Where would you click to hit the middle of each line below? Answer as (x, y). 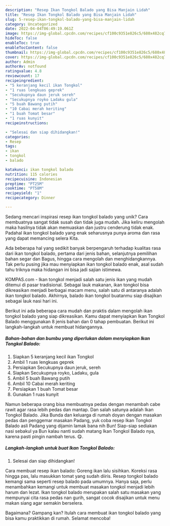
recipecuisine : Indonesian (34, 179)
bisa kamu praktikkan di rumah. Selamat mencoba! (58, 518)
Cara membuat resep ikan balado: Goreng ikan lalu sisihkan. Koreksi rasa (81, 471)
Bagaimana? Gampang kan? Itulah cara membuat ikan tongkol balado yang (83, 513)
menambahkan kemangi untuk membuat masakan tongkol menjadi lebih (80, 486)
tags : (11, 146)
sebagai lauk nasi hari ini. (32, 301)
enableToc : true (22, 43)
